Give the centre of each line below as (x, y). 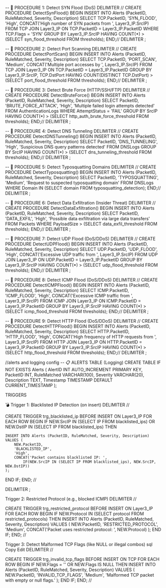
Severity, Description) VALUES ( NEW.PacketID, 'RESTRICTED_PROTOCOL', (82, 524)
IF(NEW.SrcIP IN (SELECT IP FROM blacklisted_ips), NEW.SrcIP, (89, 462)
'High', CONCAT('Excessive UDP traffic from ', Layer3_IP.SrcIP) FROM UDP (82, 254)
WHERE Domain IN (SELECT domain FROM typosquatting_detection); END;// (83, 188)
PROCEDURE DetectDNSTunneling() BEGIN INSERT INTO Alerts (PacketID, (81, 136)
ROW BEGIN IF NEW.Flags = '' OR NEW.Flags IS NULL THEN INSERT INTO (81, 564)
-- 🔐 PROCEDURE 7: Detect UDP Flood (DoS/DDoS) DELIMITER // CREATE (81, 239)
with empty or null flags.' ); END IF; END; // (49, 580)
